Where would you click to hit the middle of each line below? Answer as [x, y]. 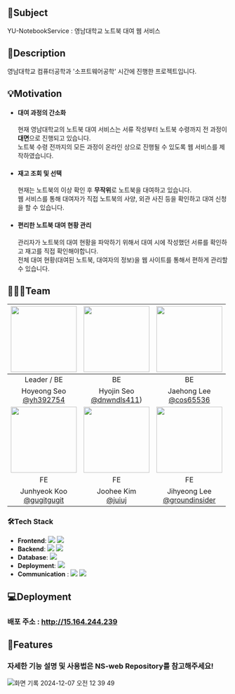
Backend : [32, 548]
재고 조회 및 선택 [39, 173]
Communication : [43, 574]
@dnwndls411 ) [116, 400]
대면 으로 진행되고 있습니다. [54, 139]
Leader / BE [43, 380]
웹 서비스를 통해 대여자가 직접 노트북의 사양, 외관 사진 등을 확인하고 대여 [115, 199]
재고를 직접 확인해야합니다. [62, 251]
